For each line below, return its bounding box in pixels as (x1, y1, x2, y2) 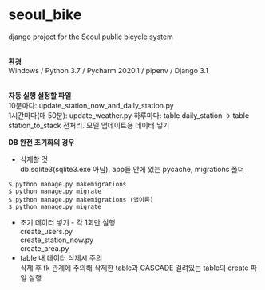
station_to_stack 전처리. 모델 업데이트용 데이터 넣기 (8, 120, 170, 130)
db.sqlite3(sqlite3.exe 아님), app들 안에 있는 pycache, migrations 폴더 (19, 164, 245, 174)
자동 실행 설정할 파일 (8, 90, 72, 100)
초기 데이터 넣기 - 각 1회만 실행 (19, 217, 116, 227)
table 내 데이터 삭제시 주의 (19, 253, 103, 262)
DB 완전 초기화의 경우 (8, 137, 75, 147)
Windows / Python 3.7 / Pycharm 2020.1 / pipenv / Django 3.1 (8, 65, 209, 75)
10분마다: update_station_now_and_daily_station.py (8, 100, 174, 110)
